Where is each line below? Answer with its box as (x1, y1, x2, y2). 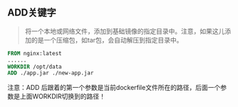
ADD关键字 (7, 6, 57, 19)
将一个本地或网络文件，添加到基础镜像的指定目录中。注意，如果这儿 (24, 27, 225, 35)
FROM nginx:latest (7, 50, 62, 57)
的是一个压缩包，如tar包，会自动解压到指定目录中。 (31, 35, 183, 44)
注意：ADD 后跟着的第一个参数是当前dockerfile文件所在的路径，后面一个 (7, 84, 221, 92)
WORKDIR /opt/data (7, 63, 62, 70)
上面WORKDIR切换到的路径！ (19, 92, 105, 101)
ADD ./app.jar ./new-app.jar (7, 69, 94, 77)
